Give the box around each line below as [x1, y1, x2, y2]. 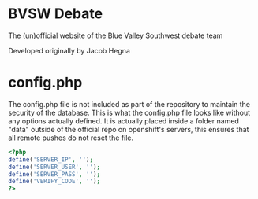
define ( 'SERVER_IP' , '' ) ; [8, 155, 93, 164]
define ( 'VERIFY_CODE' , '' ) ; [8, 178, 101, 186]
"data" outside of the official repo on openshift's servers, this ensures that [8, 124, 249, 134]
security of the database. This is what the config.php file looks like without [8, 108, 251, 117]
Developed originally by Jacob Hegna [8, 46, 130, 55]
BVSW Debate [8, 5, 103, 23]
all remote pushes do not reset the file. [8, 133, 134, 142]
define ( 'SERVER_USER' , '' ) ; [8, 163, 101, 171]
